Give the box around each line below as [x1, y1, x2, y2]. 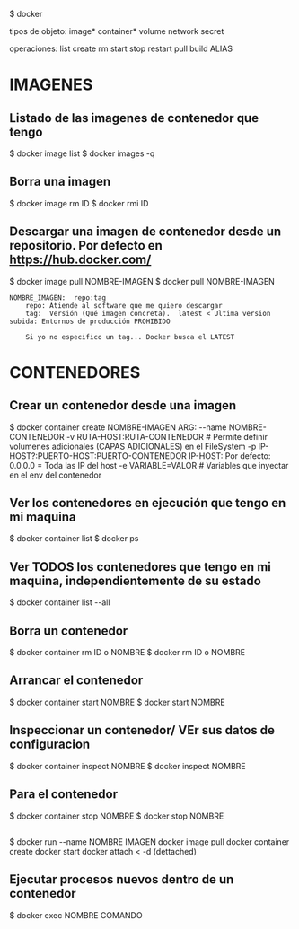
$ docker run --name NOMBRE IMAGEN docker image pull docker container [9, 836, 290, 847]
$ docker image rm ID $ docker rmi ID [9, 197, 149, 208]
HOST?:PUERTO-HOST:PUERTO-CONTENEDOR [9, 450, 187, 461]
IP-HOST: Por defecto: [188, 450, 271, 461]
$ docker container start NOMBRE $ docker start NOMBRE [9, 697, 226, 707]
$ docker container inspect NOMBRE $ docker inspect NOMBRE [9, 760, 246, 771]
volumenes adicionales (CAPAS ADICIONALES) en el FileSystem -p [9, 441, 257, 451]
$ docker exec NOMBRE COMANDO [9, 909, 143, 920]
